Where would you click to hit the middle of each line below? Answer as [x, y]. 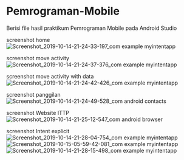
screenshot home [28, 40]
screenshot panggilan [33, 94]
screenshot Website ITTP [38, 113]
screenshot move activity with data [50, 76]
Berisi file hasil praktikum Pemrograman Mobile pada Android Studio [92, 28]
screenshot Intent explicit [38, 131]
